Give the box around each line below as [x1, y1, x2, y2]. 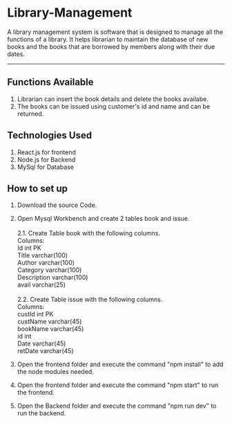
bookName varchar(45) [17, 325, 84, 333]
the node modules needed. [17, 368, 95, 376]
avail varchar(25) [17, 280, 66, 289]
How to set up [7, 182, 68, 195]
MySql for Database [17, 163, 75, 171]
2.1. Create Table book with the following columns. [17, 229, 161, 237]
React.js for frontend [17, 147, 76, 156]
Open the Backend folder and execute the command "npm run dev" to [17, 402, 217, 410]
